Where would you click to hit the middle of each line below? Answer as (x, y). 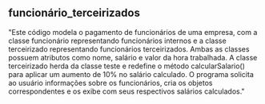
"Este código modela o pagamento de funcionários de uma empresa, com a (133, 32)
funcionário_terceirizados (74, 13)
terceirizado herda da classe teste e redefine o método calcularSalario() (127, 66)
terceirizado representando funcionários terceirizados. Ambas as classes (129, 49)
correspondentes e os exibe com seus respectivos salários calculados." (127, 91)
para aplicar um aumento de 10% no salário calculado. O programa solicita (131, 74)
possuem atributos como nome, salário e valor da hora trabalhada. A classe (133, 57)
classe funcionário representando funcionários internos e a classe (117, 40)
